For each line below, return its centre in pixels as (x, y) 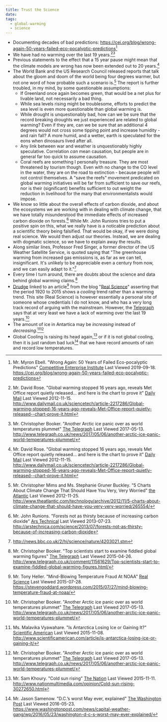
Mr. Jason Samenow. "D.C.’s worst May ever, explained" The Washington (87, 698)
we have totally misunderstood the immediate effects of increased (80, 215)
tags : (11, 19)
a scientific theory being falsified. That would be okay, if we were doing (86, 231)
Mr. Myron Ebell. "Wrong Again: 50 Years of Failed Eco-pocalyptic (80, 362)
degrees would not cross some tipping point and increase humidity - (90, 130)
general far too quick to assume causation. (64, 157)
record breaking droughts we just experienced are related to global (88, 119)
